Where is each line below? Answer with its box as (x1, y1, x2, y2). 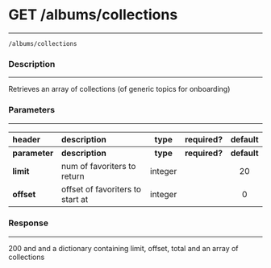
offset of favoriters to (61, 183, 142, 195)
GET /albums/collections (8, 6, 178, 24)
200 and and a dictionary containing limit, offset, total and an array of (8, 243, 240, 253)
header (12, 134, 41, 145)
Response (8, 217, 48, 229)
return (61, 171, 85, 182)
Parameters (8, 105, 55, 116)
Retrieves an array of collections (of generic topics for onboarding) (8, 85, 231, 94)
